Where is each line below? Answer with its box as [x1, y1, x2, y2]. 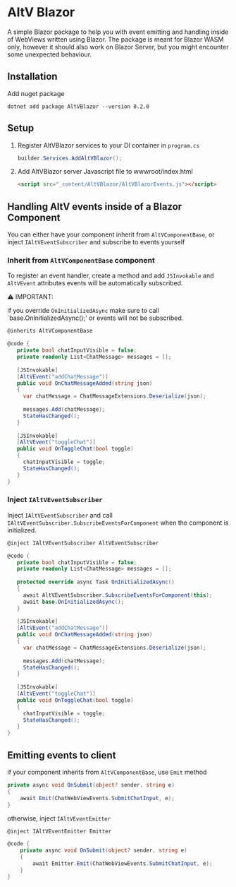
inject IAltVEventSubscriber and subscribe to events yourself [7, 238, 185, 246]
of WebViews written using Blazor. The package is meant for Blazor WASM [7, 35, 224, 43]
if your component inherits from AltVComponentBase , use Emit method [7, 768, 207, 777]
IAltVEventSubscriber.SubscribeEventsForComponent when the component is [7, 518, 229, 527]
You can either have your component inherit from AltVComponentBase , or [7, 230, 215, 239]
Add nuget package [7, 89, 65, 97]
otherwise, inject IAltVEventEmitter [7, 814, 111, 823]
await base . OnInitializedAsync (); [23, 598, 125, 605]
